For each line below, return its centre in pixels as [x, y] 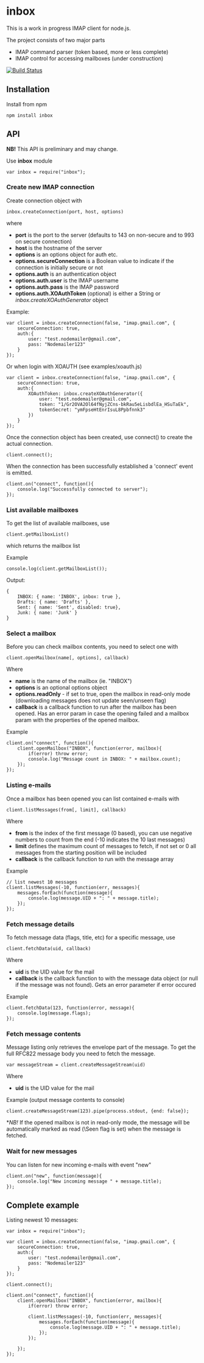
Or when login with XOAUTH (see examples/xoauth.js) [74, 366]
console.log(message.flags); [54, 1013]
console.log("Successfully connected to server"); [83, 489]
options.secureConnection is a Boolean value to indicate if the [95, 260]
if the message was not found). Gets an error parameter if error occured [106, 985]
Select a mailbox [31, 633]
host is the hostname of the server [58, 248]
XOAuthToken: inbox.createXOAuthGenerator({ [86, 393]
